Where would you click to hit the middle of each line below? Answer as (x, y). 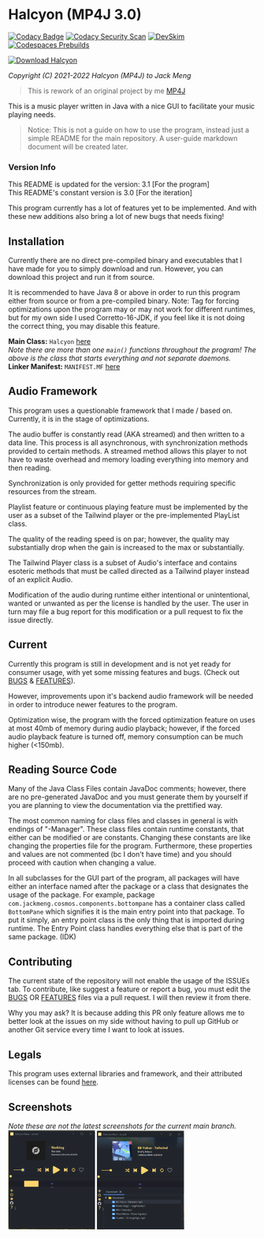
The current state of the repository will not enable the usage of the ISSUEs (129, 981)
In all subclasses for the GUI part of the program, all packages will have (124, 878)
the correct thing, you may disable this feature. (84, 326)
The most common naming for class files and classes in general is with (123, 821)
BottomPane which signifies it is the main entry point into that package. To (126, 912)
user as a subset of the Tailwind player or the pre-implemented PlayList (124, 515)
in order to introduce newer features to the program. (93, 704)
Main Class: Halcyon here (50, 342)
